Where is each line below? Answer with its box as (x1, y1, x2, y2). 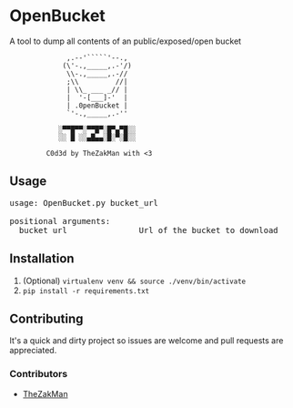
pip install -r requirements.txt (22, 286, 150, 296)
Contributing (9, 311, 84, 326)
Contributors (9, 368, 68, 381)
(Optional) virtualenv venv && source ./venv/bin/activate (22, 275, 247, 286)
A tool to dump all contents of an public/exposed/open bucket (9, 36, 242, 46)
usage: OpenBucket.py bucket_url (9, 198, 159, 208)
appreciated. (9, 345, 57, 356)
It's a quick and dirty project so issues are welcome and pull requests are (9, 335, 284, 346)
